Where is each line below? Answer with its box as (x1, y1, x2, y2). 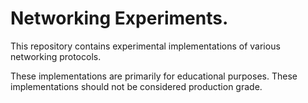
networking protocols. (10, 50, 102, 62)
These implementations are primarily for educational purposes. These (10, 70, 298, 82)
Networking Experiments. (10, 7, 229, 30)
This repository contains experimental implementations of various (10, 40, 281, 52)
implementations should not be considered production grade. (10, 80, 263, 92)
